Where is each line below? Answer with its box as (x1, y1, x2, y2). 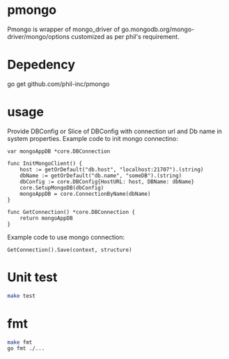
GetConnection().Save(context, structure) (7, 246, 132, 253)
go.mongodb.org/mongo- (121, 25, 195, 33)
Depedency (7, 57, 75, 73)
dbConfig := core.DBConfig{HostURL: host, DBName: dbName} (19, 178, 195, 185)
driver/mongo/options (7, 32, 70, 40)
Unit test (7, 269, 58, 285)
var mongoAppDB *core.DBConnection (7, 148, 111, 155)
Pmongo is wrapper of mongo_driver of (7, 25, 120, 33)
